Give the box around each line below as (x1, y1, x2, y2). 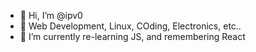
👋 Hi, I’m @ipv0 (19, 10, 83, 21)
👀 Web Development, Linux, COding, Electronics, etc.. (19, 20, 242, 32)
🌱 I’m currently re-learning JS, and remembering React (19, 31, 246, 42)
